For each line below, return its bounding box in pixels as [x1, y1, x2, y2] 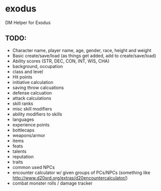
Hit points [12, 73, 32, 80]
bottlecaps [12, 127, 35, 133]
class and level [12, 68, 43, 74]
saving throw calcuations [12, 84, 64, 90]
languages [12, 116, 34, 122]
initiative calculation [12, 79, 53, 85]
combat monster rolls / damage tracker [12, 180, 93, 186]
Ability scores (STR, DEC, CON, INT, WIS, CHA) [12, 58, 110, 64]
